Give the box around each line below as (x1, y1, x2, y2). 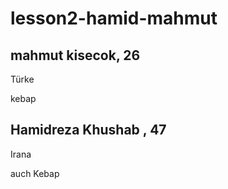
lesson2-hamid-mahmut (10, 7, 218, 30)
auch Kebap (10, 167, 60, 179)
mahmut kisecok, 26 (10, 47, 141, 64)
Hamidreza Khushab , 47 (10, 122, 167, 139)
